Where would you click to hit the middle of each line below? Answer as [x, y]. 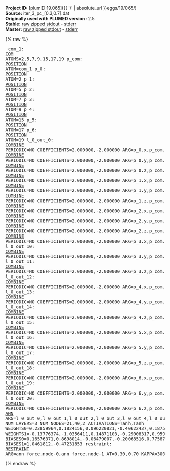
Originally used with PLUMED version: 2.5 [50, 18]
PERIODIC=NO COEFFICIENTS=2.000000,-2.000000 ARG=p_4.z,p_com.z [87, 317]
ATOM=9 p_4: [20, 110]
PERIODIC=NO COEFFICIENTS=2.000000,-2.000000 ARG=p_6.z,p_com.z [87, 408]
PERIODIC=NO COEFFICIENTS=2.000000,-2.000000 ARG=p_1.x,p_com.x [87, 181]
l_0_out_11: [20, 262]
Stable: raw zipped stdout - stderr [41, 24]
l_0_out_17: [20, 353]
